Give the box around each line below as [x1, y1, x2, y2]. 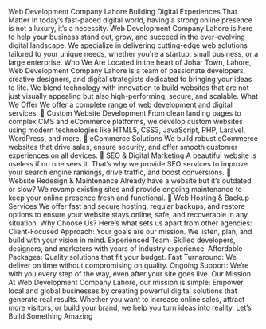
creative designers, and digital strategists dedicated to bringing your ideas [8, 75, 252, 84]
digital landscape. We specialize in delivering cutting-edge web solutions [8, 41, 248, 50]
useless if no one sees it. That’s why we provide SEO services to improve [8, 159, 248, 168]
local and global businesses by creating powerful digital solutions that [8, 286, 237, 296]
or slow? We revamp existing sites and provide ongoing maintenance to [8, 185, 243, 194]
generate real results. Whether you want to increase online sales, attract [8, 295, 245, 304]
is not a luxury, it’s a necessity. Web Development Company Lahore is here [8, 24, 253, 33]
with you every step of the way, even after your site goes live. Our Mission [8, 269, 252, 278]
